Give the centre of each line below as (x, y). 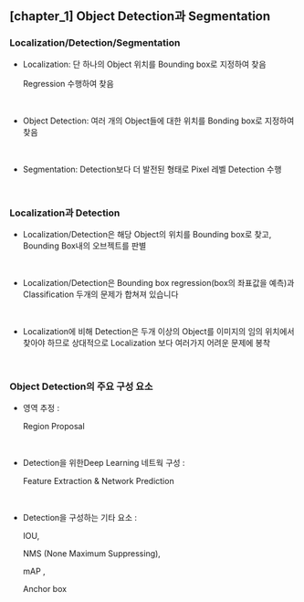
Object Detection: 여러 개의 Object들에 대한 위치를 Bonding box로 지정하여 (158, 121)
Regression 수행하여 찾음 (68, 83)
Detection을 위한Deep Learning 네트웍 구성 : (104, 463)
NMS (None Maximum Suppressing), (92, 554)
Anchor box (44, 589)
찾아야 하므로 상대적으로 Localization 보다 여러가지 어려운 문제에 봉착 (147, 343)
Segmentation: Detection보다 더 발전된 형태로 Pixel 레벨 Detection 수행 (152, 169)
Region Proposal (53, 427)
